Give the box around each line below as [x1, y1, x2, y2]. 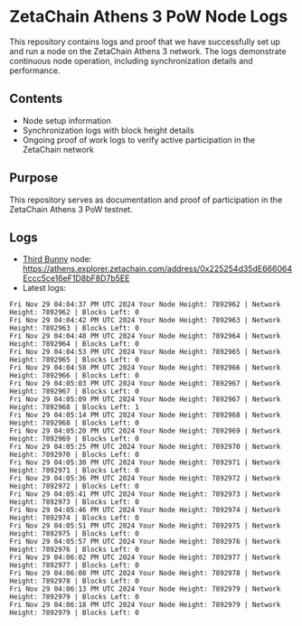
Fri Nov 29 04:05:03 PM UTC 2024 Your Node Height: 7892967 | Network [9, 379, 281, 388]
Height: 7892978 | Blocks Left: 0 [9, 576, 140, 586]
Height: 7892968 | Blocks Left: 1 [9, 403, 140, 412]
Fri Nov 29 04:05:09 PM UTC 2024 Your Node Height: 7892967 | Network [9, 395, 281, 404]
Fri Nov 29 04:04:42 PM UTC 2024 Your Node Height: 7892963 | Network [9, 316, 281, 325]
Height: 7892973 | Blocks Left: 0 [9, 498, 140, 507]
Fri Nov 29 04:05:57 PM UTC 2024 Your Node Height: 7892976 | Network [9, 537, 281, 547]
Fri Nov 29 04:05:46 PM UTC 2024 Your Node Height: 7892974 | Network [9, 506, 281, 515]
